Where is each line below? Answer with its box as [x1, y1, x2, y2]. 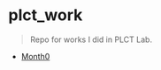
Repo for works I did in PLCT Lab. [29, 34, 152, 45]
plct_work [8, 5, 83, 25]
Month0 [20, 51, 50, 61]
